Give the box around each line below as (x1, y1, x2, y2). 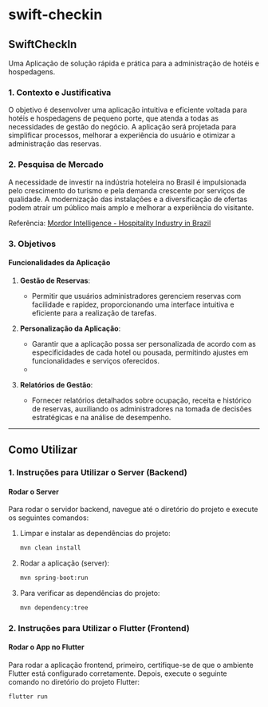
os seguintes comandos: (8, 513, 89, 522)
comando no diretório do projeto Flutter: (8, 677, 140, 686)
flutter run (8, 693, 48, 701)
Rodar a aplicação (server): (19, 558, 110, 568)
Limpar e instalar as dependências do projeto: (19, 529, 171, 538)
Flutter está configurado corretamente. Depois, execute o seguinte (8, 669, 227, 678)
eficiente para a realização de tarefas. (31, 308, 157, 317)
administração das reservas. (8, 139, 102, 149)
